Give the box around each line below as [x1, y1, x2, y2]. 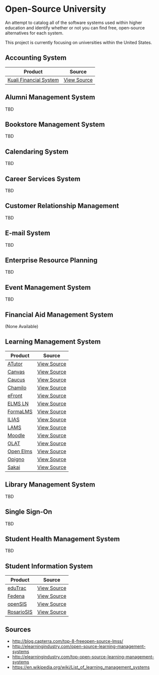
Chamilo [7, 384, 27, 391]
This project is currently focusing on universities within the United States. [5, 39, 152, 45]
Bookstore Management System [5, 120, 105, 128]
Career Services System [5, 175, 80, 183]
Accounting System [5, 54, 67, 62]
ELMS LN [7, 400, 29, 407]
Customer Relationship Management [5, 202, 119, 210]
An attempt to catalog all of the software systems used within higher [5, 20, 142, 25]
